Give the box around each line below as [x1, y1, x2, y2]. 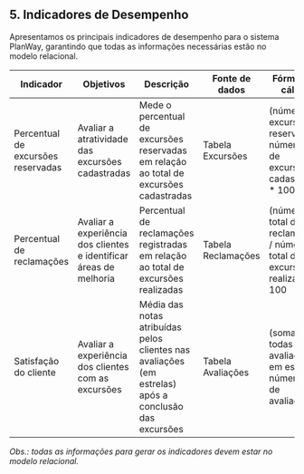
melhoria [77, 272, 115, 285]
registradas [138, 237, 188, 250]
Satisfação [14, 354, 60, 367]
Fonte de [212, 72, 252, 84]
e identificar [77, 249, 128, 262]
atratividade [77, 132, 128, 145]
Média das [138, 298, 184, 311]
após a [138, 389, 168, 401]
